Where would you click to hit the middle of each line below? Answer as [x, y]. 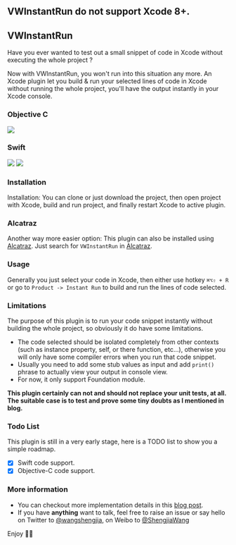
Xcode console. [30, 96]
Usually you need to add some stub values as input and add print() [116, 364]
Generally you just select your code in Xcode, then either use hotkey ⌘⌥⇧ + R [118, 280]
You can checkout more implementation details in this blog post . [110, 505]
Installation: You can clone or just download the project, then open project [114, 197]
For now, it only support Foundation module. [81, 379]
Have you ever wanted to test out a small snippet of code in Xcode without [115, 53]
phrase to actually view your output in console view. [93, 372]
